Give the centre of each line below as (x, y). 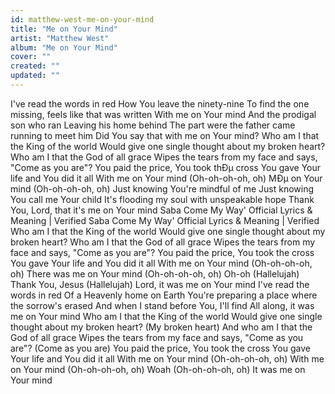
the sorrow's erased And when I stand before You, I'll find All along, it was (162, 305)
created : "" (35, 66)
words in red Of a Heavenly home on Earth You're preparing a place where (164, 295)
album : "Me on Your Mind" (64, 47)
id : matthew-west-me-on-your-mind (82, 19)
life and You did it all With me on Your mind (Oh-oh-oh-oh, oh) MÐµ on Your (166, 178)
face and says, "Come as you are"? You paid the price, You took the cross (162, 252)
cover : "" (31, 57)
